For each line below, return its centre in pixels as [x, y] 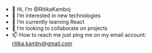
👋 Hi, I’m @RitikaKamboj [41, 9]
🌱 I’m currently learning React [48, 22]
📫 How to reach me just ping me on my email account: [79, 35]
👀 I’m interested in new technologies [56, 15]
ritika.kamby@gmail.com [42, 43]
